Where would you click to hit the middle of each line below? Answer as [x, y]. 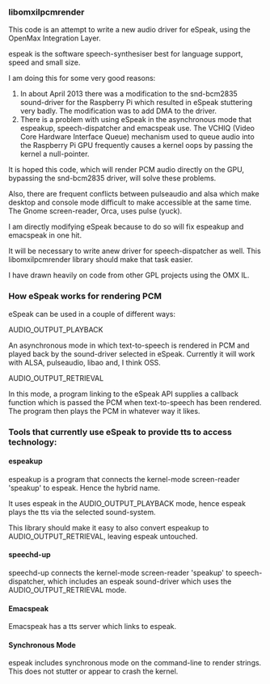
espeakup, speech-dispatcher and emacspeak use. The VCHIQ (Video [137, 129]
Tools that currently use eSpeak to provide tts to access [120, 432]
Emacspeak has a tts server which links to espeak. [93, 627]
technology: [33, 441]
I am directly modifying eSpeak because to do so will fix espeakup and [126, 227]
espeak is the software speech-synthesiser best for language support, [126, 54]
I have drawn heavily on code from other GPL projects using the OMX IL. [129, 275]
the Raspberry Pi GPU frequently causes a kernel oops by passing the [136, 146]
